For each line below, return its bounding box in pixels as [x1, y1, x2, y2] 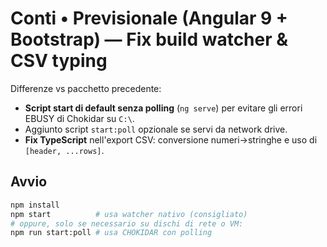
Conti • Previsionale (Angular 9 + [10, 7, 288, 30]
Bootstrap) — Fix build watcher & [10, 28, 289, 51]
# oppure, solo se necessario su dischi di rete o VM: [10, 218, 244, 229]
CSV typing [10, 50, 108, 72]
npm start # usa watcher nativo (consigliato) [10, 209, 248, 219]
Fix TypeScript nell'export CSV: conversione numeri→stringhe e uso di [24, 133, 318, 146]
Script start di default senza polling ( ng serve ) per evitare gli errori [24, 102, 303, 114]
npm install [10, 200, 60, 210]
